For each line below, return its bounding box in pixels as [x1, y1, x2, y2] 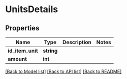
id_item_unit [8, 47, 38, 54]
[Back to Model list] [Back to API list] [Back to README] [5, 68, 122, 74]
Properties [5, 24, 40, 32]
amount [8, 56, 27, 62]
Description [62, 39, 91, 46]
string [43, 47, 58, 54]
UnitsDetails [5, 4, 58, 15]
